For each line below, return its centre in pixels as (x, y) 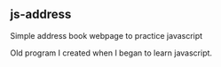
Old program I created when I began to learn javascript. (111, 53)
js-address (41, 15)
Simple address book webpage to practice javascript (107, 35)
